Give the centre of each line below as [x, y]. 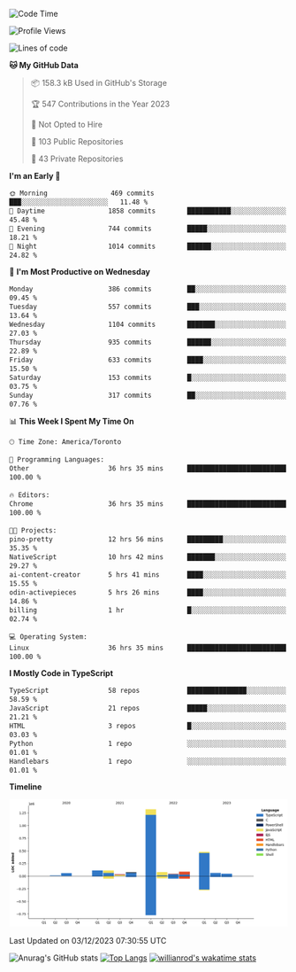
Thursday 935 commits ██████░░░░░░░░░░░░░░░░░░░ [148, 342]
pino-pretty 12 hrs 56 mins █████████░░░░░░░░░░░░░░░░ [148, 540]
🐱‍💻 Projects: [33, 531]
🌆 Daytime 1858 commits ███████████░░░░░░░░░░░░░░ [148, 211]
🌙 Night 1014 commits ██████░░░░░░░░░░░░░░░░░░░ [148, 246]
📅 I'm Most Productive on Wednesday [80, 272]
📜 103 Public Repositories [77, 141]
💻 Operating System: [49, 637]
